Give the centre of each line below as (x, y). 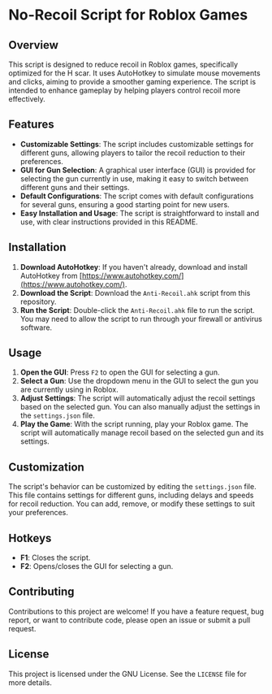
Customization (47, 467)
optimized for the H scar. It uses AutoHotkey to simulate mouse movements (135, 73)
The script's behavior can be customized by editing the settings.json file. (133, 487)
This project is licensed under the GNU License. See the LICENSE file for (127, 674)
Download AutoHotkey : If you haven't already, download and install (134, 267)
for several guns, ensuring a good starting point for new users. (125, 204)
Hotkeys (30, 538)
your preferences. (39, 513)
